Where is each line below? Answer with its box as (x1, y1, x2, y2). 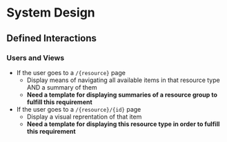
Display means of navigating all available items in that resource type (26, 76, 220, 84)
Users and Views (6, 53, 65, 63)
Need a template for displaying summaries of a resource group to (26, 90, 218, 99)
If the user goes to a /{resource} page (16, 68, 126, 77)
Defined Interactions (6, 32, 97, 44)
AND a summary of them (26, 83, 97, 91)
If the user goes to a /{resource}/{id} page (16, 105, 141, 113)
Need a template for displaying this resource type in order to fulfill (26, 119, 220, 128)
